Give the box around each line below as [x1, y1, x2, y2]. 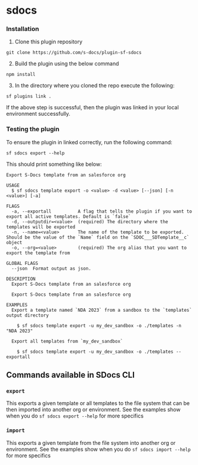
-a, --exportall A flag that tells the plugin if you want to [11, 208, 193, 214]
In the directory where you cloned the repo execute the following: [14, 82, 175, 89]
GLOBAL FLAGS [6, 260, 39, 266]
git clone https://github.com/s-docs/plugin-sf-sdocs [6, 50, 142, 56]
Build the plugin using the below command [14, 60, 120, 67]
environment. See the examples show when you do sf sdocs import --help [6, 445, 191, 453]
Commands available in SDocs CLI [6, 370, 135, 380]
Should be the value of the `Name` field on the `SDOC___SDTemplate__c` [6, 234, 190, 241]
